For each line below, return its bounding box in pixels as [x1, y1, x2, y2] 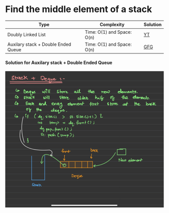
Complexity [100, 22, 125, 28]
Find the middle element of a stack [5, 4, 152, 15]
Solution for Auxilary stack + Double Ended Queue [5, 59, 113, 66]
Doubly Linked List [7, 32, 46, 38]
